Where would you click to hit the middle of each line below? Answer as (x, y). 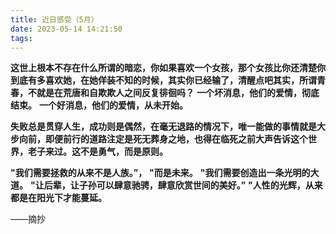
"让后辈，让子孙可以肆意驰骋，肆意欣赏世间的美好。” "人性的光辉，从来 (176, 185)
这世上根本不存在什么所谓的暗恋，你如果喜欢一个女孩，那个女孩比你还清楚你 (168, 68)
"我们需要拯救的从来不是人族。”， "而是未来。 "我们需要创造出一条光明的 (160, 173)
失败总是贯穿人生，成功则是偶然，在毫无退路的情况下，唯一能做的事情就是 (163, 127)
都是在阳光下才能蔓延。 (58, 198)
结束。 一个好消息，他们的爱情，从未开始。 (99, 105)
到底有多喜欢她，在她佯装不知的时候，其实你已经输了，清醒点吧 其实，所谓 (163, 80)
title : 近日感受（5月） (54, 19)
